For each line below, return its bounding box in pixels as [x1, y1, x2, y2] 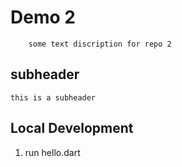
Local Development [10, 120, 134, 137]
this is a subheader [10, 92, 97, 103]
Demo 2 [10, 6, 76, 29]
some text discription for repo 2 [28, 39, 172, 49]
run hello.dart [24, 146, 81, 158]
